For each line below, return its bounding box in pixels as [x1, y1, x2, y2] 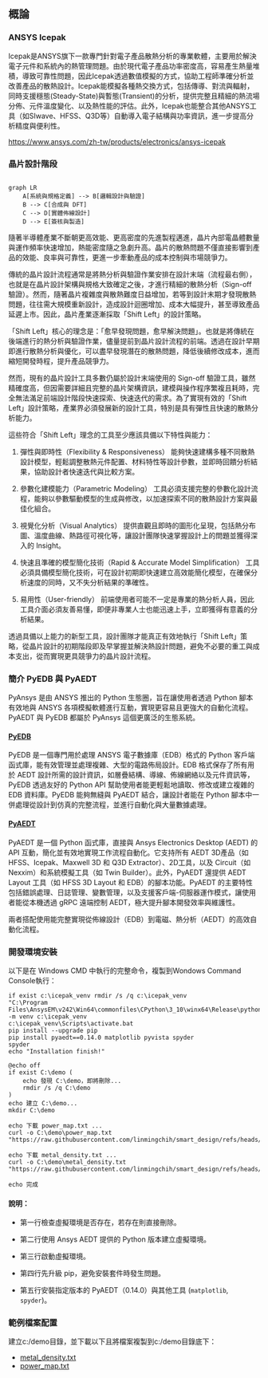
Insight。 [35, 541, 65, 550]
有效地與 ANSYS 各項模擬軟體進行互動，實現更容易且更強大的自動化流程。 [8, 703, 253, 712]
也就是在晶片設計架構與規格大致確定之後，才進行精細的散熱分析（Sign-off [8, 279, 252, 289]
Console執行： [8, 975, 57, 985]
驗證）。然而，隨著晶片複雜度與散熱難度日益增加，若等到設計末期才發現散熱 [8, 289, 257, 299]
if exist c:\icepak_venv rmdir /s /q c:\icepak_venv [8, 991, 187, 999]
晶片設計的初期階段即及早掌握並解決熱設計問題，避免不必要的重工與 [29, 641, 253, 651]
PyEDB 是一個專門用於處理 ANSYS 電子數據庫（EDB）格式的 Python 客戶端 [8, 750, 255, 760]
